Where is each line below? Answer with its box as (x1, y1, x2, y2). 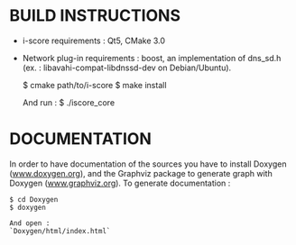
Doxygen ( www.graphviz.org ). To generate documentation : (9, 177, 231, 188)
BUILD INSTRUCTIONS (9, 5, 180, 26)
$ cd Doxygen (9, 195, 59, 204)
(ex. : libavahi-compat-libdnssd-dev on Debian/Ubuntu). (22, 62, 232, 73)
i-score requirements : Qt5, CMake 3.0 (22, 35, 165, 46)
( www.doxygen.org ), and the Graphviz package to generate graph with (9, 168, 273, 178)
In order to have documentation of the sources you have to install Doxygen (9, 159, 287, 169)
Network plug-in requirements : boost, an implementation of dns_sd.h (22, 52, 282, 63)
